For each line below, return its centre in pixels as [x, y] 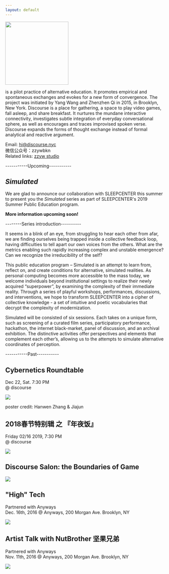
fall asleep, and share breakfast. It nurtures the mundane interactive [76, 113]
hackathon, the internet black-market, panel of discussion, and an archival [82, 328]
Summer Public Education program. [42, 204]
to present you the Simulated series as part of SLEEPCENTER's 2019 [76, 199]
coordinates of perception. [33, 345]
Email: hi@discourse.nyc [31, 144]
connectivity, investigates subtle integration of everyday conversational [79, 119]
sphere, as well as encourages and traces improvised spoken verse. [76, 124]
